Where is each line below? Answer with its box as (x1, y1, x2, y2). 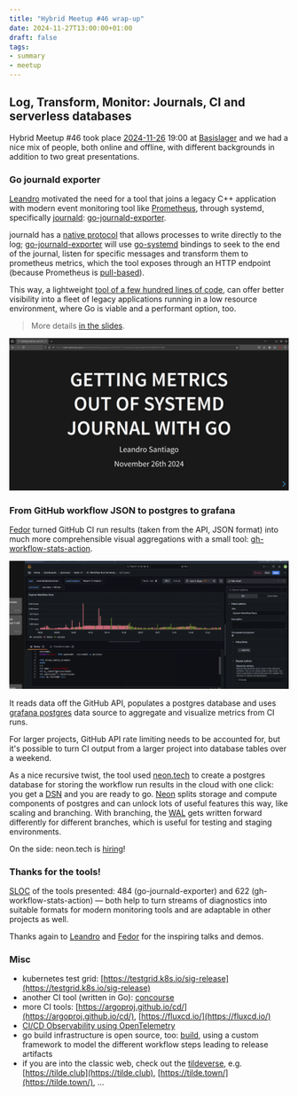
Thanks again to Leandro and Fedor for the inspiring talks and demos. (9, 931, 264, 942)
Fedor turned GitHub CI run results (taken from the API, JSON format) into (9, 524, 279, 536)
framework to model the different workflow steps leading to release (21, 1039, 269, 1050)
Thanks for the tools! (9, 865, 101, 878)
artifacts (21, 1049, 53, 1060)
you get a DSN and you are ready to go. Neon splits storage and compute (9, 788, 278, 799)
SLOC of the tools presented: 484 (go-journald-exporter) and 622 (9, 885, 250, 896)
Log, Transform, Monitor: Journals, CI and (9, 95, 246, 110)
